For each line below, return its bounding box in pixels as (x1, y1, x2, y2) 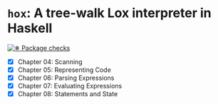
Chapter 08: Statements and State (17, 90, 118, 98)
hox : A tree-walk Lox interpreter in (7, 5, 212, 21)
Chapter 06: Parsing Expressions (17, 73, 115, 83)
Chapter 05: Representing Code (17, 66, 112, 74)
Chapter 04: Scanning (17, 57, 83, 66)
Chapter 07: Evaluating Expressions (17, 82, 123, 90)
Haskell (7, 20, 53, 36)
